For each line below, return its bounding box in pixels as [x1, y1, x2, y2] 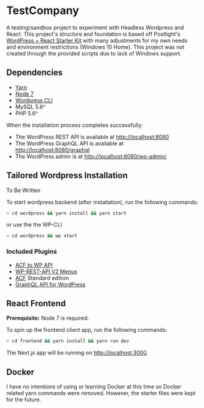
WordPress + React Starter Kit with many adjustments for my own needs [6, 37, 188, 44]
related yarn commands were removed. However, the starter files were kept [6, 390, 196, 397]
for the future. [6, 396, 41, 403]
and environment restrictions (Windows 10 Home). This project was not [6, 43, 185, 51]
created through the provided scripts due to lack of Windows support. [6, 49, 181, 57]
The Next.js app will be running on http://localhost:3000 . [6, 349, 148, 357]
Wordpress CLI [15, 96, 53, 104]
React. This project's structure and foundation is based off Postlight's [6, 30, 181, 37]
